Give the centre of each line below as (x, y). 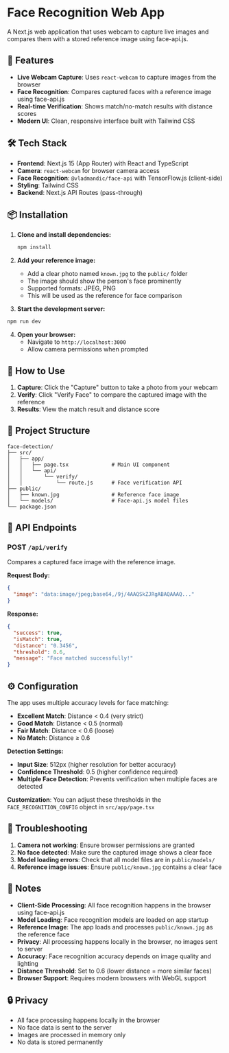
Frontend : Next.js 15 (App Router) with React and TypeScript (103, 163)
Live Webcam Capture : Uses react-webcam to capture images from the (117, 77)
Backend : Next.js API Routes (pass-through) (80, 192)
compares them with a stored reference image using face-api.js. (98, 38)
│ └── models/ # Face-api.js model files (98, 500)
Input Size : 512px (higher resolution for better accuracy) (96, 764)
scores (27, 113)
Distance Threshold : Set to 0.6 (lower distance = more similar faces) (114, 971)
